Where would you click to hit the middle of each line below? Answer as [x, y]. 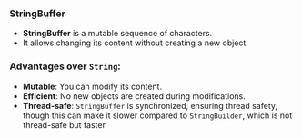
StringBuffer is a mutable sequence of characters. [117, 34]
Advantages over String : [65, 66]
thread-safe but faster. [65, 124]
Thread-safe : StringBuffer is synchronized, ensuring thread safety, [150, 105]
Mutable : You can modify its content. [92, 86]
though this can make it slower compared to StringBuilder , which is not [157, 115]
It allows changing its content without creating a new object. [135, 43]
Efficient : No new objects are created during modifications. [134, 96]
